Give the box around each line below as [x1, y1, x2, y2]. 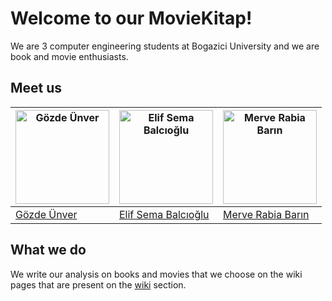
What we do [10, 242, 87, 259]
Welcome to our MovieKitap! [10, 7, 253, 30]
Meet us [10, 80, 63, 97]
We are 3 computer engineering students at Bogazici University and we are [10, 40, 320, 52]
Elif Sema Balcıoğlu [119, 207, 210, 221]
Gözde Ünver [15, 207, 78, 221]
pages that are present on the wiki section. [10, 278, 187, 291]
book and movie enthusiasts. [10, 50, 129, 62]
